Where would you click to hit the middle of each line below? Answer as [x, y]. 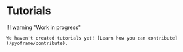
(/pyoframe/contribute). [37, 43]
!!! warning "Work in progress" [44, 27]
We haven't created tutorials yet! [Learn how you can [76, 38]
